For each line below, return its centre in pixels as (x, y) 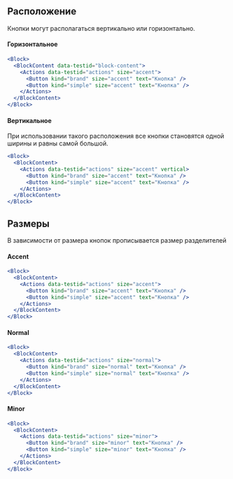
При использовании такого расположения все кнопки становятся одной (116, 136)
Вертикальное (30, 120)
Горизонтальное (33, 44)
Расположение (42, 12)
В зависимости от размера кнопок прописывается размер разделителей (117, 241)
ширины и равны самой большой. (58, 143)
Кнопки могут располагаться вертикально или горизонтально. (101, 28)
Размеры (29, 223)
